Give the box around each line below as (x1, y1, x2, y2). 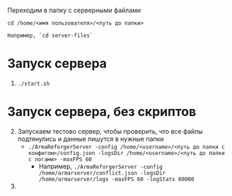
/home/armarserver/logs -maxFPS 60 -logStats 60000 (38, 175, 195, 183)
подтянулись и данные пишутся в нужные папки (17, 134, 164, 143)
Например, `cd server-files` (7, 32, 93, 39)
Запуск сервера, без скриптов (7, 104, 197, 120)
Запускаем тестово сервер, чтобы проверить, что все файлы (17, 127, 203, 135)
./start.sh (17, 80, 50, 87)
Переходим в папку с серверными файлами (7, 6, 141, 14)
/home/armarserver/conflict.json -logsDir (38, 169, 166, 176)
